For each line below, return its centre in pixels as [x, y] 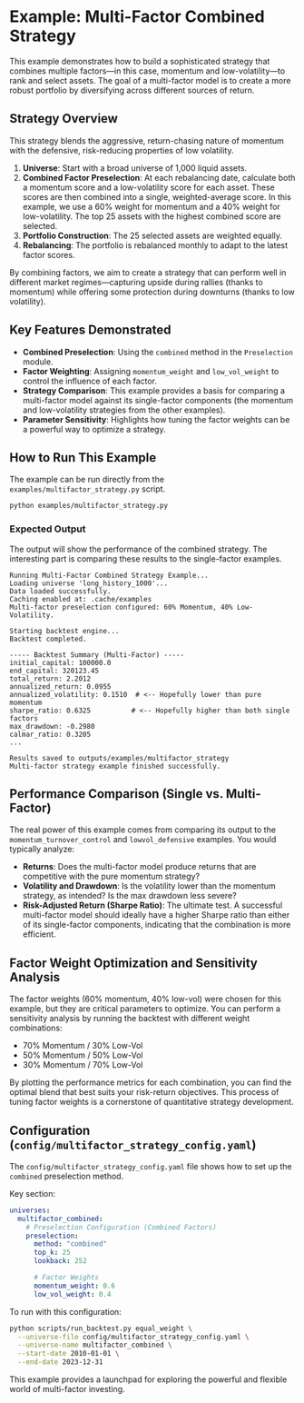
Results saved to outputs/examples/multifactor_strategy [119, 758]
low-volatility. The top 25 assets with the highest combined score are [152, 216]
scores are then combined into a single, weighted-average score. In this [157, 196]
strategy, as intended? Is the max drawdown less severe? [130, 896]
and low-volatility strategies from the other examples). [124, 410]
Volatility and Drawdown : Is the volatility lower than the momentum [149, 886]
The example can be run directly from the [87, 480]
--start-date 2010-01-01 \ [69, 1354]
